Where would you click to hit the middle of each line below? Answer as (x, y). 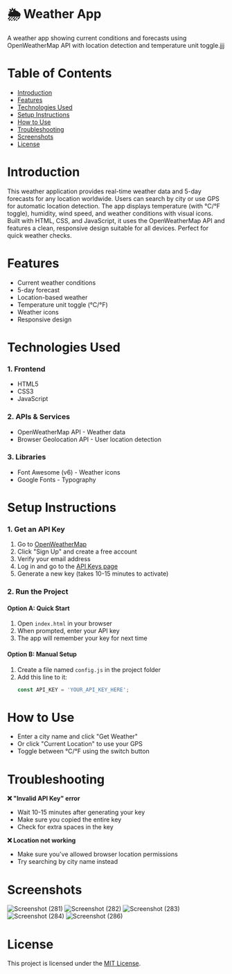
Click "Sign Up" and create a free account (77, 551)
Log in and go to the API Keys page (68, 567)
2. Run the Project (38, 592)
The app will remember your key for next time (82, 638)
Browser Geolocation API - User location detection (89, 439)
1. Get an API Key (36, 529)
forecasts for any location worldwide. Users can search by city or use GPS (114, 198)
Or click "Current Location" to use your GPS (80, 744)
